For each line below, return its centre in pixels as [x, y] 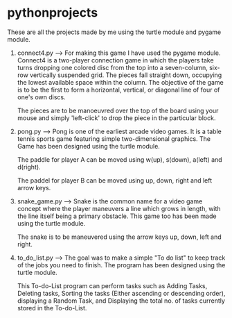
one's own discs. [41, 97]
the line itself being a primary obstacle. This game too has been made [117, 216]
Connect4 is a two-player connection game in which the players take [115, 60]
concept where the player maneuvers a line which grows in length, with [119, 208]
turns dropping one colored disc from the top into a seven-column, [112, 67]
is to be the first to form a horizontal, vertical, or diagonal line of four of [118, 90]
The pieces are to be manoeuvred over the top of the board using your [118, 110]
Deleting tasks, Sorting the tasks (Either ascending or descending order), [121, 293]
